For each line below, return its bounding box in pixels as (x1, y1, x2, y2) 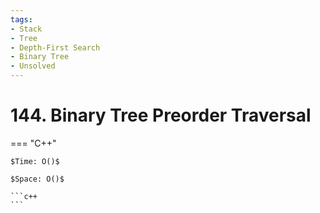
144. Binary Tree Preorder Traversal (10, 104, 312, 127)
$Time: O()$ (10, 156, 60, 166)
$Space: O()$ (10, 174, 65, 184)
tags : (10, 14, 33, 25)
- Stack (10, 24, 43, 34)
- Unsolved (10, 61, 56, 71)
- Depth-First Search (10, 42, 101, 53)
